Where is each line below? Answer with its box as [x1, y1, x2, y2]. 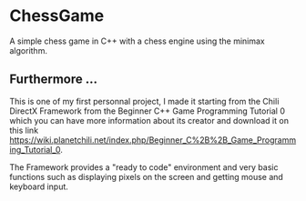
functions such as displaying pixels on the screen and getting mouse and [9, 171, 284, 182]
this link [9, 125, 39, 136]
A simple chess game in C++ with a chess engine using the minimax [9, 35, 266, 46]
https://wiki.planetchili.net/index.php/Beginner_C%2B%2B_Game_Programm [9, 134, 297, 146]
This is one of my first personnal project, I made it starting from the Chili [9, 95, 280, 106]
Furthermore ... [9, 72, 98, 87]
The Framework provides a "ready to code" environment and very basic [9, 161, 279, 173]
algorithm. [9, 45, 48, 55]
